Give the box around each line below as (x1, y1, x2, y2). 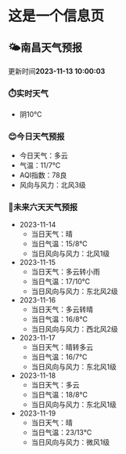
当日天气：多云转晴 (31, 304, 94, 314)
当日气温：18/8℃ (31, 390, 88, 399)
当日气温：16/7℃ (31, 352, 88, 361)
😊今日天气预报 (8, 131, 65, 142)
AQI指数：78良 (19, 170, 67, 180)
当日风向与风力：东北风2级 (31, 286, 119, 296)
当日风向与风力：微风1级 (31, 437, 110, 447)
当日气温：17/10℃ (31, 276, 91, 286)
